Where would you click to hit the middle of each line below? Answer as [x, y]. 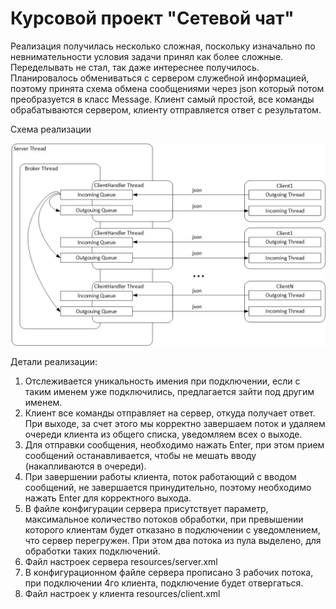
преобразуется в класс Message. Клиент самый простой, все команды [162, 99]
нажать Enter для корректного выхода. [108, 498]
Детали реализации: [54, 361]
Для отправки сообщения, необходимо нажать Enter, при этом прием [174, 444]
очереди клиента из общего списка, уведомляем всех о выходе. [163, 434]
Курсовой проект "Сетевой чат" [152, 18]
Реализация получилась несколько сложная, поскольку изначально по [163, 46]
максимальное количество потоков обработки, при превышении [164, 519]
